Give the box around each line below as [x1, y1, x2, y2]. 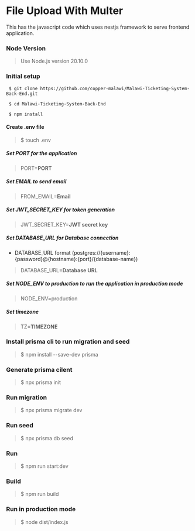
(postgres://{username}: [72, 249, 131, 256]
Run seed [6, 422, 33, 430]
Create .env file [6, 124, 45, 131]
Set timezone [6, 309, 39, 316]
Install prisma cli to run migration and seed [6, 338, 130, 346]
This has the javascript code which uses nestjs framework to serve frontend [6, 23, 190, 30]
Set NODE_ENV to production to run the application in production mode [6, 280, 183, 287]
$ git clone [8, 85, 38, 91]
